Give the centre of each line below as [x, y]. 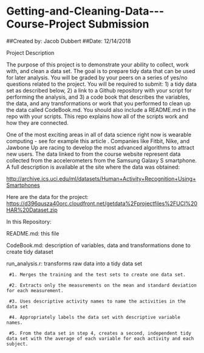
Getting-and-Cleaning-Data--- [85, 11]
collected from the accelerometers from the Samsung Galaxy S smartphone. [102, 160]
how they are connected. [37, 122]
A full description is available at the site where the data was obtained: [93, 167]
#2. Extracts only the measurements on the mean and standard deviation [103, 285]
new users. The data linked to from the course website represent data [93, 154]
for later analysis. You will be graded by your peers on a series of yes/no [97, 77]
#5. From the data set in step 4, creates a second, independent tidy [100, 333]
